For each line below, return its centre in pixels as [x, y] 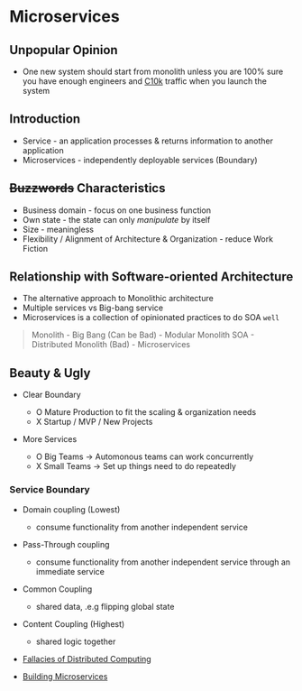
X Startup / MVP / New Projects [94, 422]
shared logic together [76, 641]
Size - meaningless [58, 229]
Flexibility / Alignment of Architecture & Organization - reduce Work [147, 239]
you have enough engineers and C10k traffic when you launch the [145, 81]
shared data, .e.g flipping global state [105, 606]
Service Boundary [50, 490]
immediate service [70, 571]
